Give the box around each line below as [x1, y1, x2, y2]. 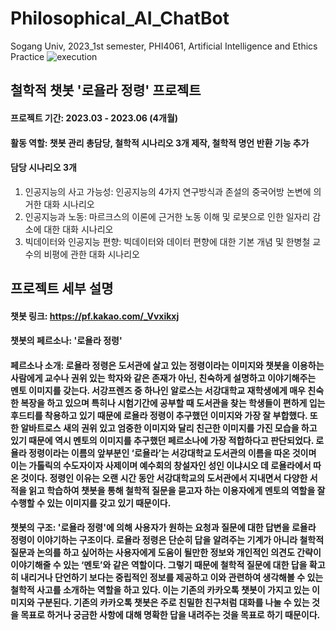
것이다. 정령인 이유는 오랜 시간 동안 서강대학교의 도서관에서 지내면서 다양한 [20, 472, 308, 484]
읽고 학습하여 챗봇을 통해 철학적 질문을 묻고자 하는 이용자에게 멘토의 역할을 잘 [28, 484, 326, 496]
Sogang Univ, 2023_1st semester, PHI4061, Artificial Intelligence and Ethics [10, 40, 318, 52]
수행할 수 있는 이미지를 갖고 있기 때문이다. [10, 497, 172, 509]
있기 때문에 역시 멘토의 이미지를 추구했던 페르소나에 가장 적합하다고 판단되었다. [10, 434, 314, 446]
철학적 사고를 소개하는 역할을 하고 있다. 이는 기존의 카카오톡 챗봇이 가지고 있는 [10, 584, 310, 596]
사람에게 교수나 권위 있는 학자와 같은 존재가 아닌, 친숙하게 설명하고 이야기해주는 [10, 372, 317, 384]
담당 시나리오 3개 [10, 162, 77, 174]
